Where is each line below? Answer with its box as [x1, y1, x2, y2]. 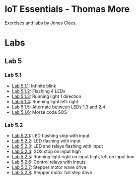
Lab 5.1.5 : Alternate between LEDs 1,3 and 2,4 [11, 104, 105, 110]
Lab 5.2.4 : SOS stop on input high [11, 148, 81, 154]
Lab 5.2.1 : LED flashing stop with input [11, 133, 90, 139]
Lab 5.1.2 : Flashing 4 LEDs [11, 88, 66, 94]
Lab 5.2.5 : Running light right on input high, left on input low [11, 154, 135, 160]
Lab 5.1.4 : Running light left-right [11, 98, 79, 104]
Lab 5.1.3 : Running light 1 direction [11, 93, 81, 99]
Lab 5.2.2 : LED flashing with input [11, 138, 81, 144]
